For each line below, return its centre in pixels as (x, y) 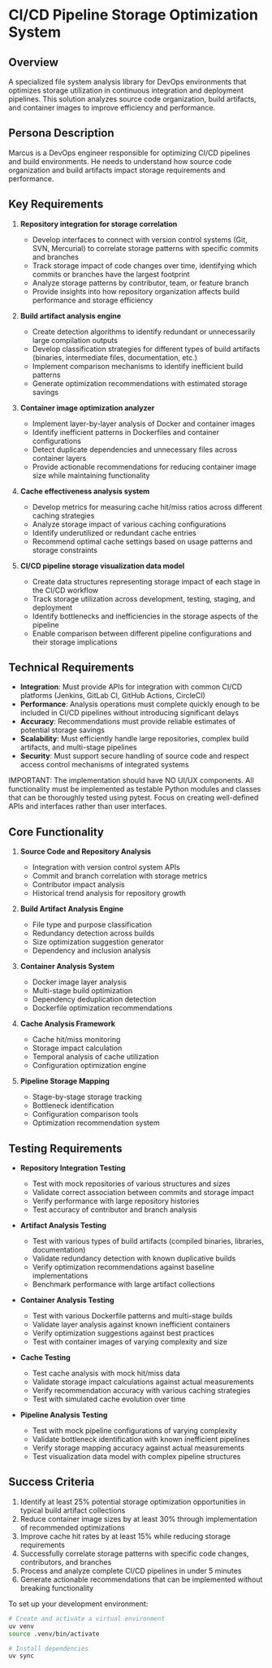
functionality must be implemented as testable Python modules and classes (135, 789)
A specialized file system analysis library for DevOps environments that (127, 82)
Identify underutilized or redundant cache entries (114, 532)
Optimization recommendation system (96, 1123)
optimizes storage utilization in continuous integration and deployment (126, 90)
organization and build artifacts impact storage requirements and (117, 170)
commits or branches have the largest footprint (111, 274)
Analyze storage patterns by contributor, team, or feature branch (140, 283)
